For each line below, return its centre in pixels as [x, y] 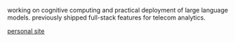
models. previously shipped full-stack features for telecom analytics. [106, 17]
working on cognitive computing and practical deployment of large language [118, 10]
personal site [26, 31]
